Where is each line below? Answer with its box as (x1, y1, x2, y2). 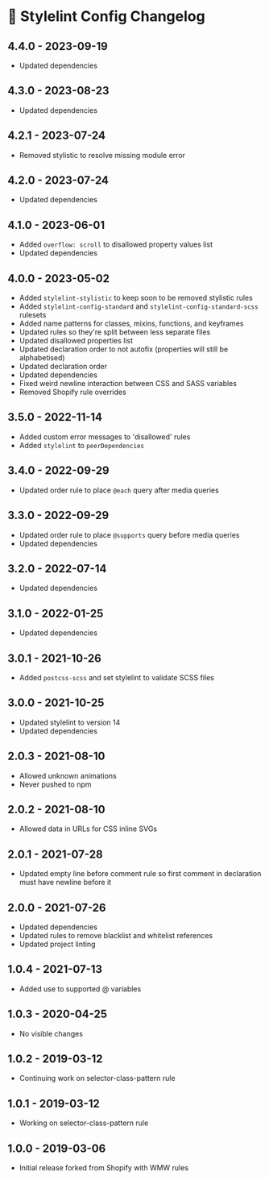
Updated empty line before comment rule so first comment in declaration (19, 869, 262, 879)
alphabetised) (19, 353, 65, 363)
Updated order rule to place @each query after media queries (19, 485, 219, 495)
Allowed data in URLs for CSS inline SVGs (19, 824, 158, 833)
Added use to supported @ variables (19, 983, 142, 994)
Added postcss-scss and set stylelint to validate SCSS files (19, 672, 214, 682)
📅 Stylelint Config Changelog (7, 7, 206, 26)
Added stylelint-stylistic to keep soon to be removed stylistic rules (19, 293, 253, 303)
